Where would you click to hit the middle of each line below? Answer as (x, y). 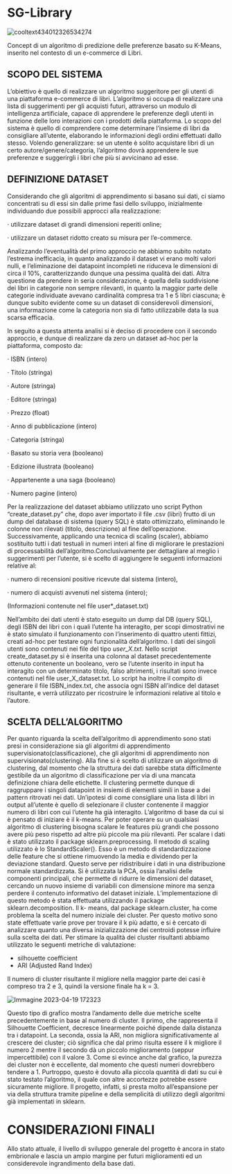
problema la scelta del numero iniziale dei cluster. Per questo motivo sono (113, 915)
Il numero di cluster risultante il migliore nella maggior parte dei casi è (106, 979)
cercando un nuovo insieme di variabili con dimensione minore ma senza (111, 886)
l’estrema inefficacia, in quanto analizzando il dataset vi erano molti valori (111, 259)
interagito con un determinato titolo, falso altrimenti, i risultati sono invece (112, 671)
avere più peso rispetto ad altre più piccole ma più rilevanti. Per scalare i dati (116, 834)
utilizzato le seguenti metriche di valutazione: (72, 945)
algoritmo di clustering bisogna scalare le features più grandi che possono (113, 827)
